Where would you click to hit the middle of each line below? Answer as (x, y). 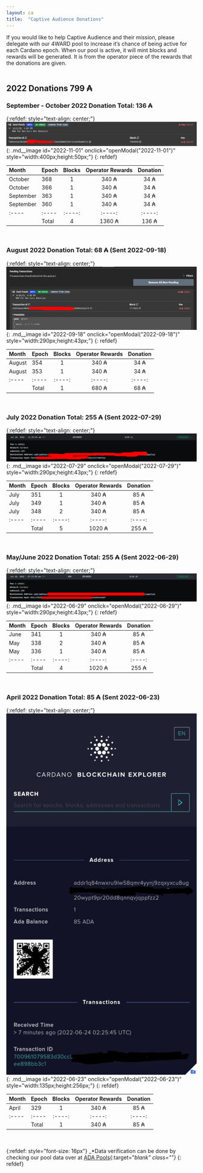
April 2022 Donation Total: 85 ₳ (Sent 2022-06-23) (83, 697)
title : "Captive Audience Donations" (55, 19)
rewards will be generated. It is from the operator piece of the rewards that (99, 56)
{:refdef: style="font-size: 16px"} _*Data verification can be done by (91, 1151)
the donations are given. (37, 63)
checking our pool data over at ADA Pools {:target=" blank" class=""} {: (94, 1157)
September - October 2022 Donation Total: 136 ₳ (79, 105)
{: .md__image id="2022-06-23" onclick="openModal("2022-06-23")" (94, 1079)
